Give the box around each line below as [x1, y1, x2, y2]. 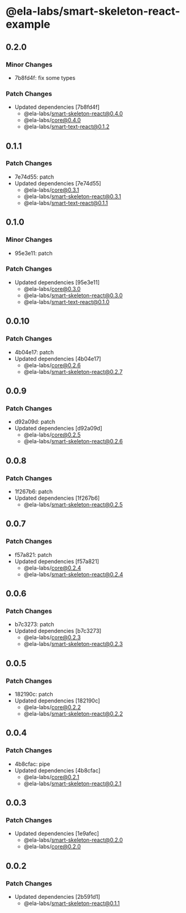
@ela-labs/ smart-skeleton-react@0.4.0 [23, 110, 123, 117]
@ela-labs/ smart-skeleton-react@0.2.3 [23, 640, 123, 648]
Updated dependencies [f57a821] [14, 558, 99, 565]
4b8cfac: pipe [14, 760, 50, 767]
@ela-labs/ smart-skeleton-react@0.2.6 [23, 438, 123, 445]
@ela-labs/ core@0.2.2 [23, 703, 81, 710]
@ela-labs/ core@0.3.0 [23, 285, 81, 292]
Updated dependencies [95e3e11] [14, 278, 100, 286]
